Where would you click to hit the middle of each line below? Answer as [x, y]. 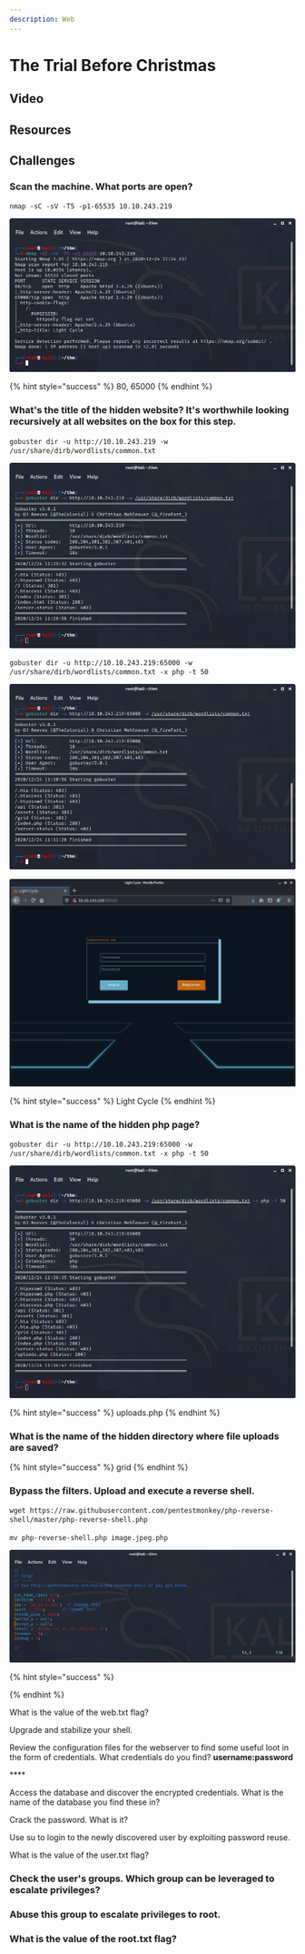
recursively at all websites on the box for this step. [123, 421]
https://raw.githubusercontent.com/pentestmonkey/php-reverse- [152, 1511]
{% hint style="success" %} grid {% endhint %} [99, 1467]
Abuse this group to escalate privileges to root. [115, 1915]
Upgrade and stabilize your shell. [71, 1730]
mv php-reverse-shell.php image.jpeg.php [89, 1538]
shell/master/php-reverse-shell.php [79, 1520]
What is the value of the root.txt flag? [93, 1939]
